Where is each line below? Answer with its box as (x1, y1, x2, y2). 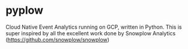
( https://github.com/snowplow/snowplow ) (5, 36, 109, 43)
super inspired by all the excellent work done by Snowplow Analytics (5, 29, 176, 36)
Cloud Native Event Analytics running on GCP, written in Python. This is (5, 23, 182, 30)
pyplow (5, 4, 43, 17)
